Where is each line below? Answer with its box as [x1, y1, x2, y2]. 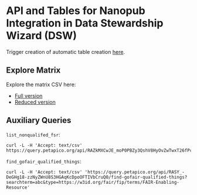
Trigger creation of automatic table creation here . [6, 48, 125, 55]
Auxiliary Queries [6, 115, 72, 125]
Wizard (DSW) [6, 29, 77, 42]
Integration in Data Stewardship [6, 16, 164, 30]
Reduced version [14, 98, 56, 105]
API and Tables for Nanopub [6, 4, 145, 18]
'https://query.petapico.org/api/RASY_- [84, 169, 185, 175]
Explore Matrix [6, 66, 61, 76]
